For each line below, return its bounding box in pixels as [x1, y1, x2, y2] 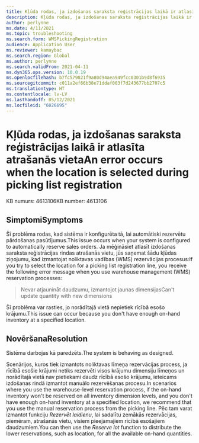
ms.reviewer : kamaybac [6, 47, 62, 53]
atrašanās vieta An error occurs [6, 153, 163, 166]
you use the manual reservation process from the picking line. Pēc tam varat [6, 405, 192, 412]
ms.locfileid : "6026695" [6, 102, 68, 108]
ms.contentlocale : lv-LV [6, 91, 68, 97]
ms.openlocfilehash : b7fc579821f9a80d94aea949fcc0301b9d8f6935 [6, 75, 166, 81]
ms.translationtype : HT [6, 86, 65, 92]
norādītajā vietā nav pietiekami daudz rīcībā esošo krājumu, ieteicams [6, 374, 177, 381]
